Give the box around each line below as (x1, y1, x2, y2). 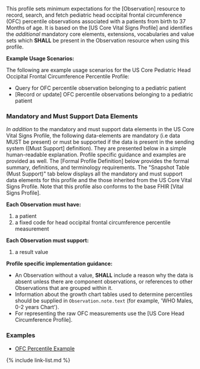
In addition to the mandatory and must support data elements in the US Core (6, 126, 195, 133)
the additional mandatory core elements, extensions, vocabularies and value (6, 31, 195, 38)
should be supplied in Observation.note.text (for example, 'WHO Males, (14, 297, 193, 304)
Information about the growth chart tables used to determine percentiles (14, 291, 193, 298)
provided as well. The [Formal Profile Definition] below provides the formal (6, 158, 189, 165)
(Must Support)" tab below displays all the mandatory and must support (6, 170, 183, 177)
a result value (14, 249, 49, 256)
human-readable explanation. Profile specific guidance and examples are (6, 151, 186, 158)
